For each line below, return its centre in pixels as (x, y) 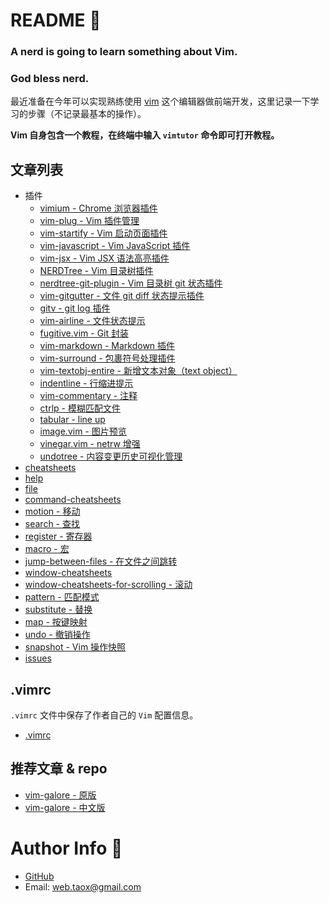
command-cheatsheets (73, 500)
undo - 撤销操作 (57, 635)
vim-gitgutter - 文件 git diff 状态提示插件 (122, 296)
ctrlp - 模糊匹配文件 (80, 408)
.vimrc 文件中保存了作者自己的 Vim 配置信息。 (104, 715)
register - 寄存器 (58, 536)
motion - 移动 (52, 511)
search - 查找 (52, 524)
